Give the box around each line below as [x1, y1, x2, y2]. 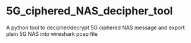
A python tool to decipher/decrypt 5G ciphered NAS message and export [6, 24, 185, 31]
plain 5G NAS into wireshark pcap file [6, 30, 98, 37]
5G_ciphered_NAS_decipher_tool [6, 4, 173, 18]
